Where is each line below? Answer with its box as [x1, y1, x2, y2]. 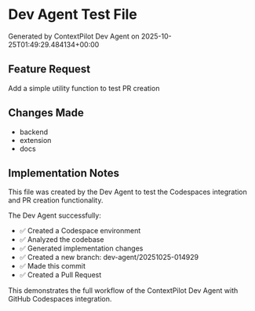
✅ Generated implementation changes [19, 243, 144, 253]
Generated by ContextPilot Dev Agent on [8, 31, 140, 41]
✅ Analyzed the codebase [19, 235, 104, 244]
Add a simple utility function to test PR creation [8, 83, 160, 93]
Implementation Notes [8, 166, 120, 180]
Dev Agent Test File [8, 5, 137, 24]
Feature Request [8, 63, 91, 76]
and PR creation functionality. [8, 196, 104, 205]
